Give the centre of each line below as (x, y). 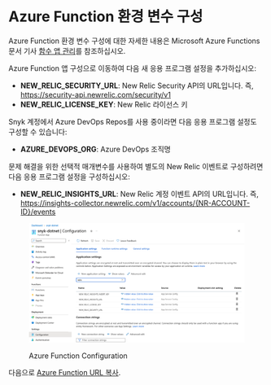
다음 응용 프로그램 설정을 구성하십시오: (69, 177)
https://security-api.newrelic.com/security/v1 (95, 94)
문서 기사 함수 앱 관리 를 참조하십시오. (67, 50)
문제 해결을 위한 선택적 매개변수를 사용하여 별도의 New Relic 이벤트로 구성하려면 (136, 166)
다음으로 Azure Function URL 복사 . (65, 372)
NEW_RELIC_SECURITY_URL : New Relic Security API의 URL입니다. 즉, (137, 85)
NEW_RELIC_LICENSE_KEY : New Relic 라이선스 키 (104, 104)
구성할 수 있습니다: (38, 132)
